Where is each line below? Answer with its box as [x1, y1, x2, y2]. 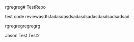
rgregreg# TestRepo [5, 4, 46, 10]
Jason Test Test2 [5, 33, 40, 38]
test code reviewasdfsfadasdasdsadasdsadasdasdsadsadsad [5, 14, 130, 19]
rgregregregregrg [5, 23, 41, 29]
